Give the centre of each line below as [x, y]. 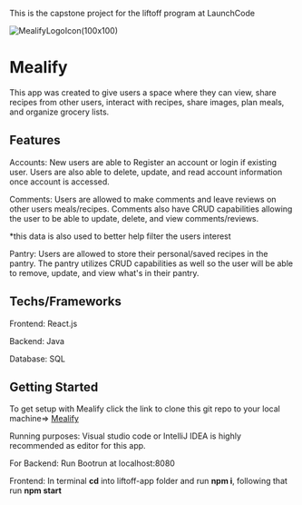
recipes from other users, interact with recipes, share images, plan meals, [147, 102]
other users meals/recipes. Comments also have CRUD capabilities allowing [151, 209]
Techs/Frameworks [66, 302]
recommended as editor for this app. [78, 446]
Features [35, 140]
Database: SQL [38, 359]
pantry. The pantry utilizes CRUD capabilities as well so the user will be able [151, 263]
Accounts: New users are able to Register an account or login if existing [143, 162]
